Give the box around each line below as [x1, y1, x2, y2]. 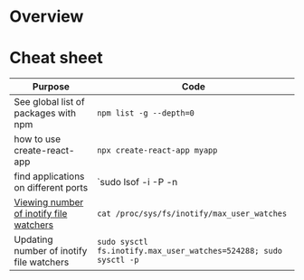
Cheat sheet [9, 48, 103, 69]
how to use [14, 133, 62, 145]
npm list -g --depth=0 [96, 108, 195, 118]
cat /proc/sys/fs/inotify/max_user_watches [96, 209, 288, 219]
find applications [14, 170, 85, 182]
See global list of [14, 96, 85, 108]
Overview [9, 6, 84, 27]
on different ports [14, 182, 89, 194]
